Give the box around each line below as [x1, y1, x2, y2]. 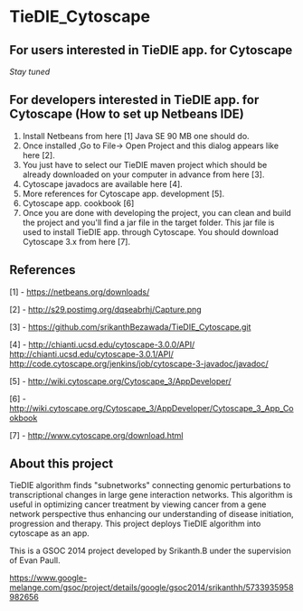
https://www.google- [9, 572, 88, 584]
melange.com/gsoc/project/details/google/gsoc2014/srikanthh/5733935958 [9, 582, 294, 593]
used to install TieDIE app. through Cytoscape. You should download [22, 226, 279, 237]
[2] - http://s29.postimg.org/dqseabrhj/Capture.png [9, 304, 202, 315]
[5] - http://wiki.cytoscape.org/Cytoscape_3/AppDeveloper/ [9, 375, 232, 386]
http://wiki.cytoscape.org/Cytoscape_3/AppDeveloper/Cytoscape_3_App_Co [9, 402, 294, 413]
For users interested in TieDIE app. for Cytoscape [9, 42, 293, 58]
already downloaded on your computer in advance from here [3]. [22, 169, 265, 180]
